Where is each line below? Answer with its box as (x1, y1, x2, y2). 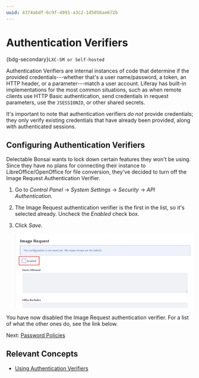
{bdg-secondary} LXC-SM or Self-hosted (6, 55, 105, 62)
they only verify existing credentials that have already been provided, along (6, 116, 191, 124)
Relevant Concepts (6, 349, 78, 359)
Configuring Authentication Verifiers (6, 140, 146, 150)
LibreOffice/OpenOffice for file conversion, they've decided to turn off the (6, 168, 187, 175)
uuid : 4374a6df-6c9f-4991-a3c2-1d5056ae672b (6, 10, 118, 15)
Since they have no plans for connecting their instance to (6, 162, 146, 169)
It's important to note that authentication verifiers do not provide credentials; (6, 110, 194, 117)
